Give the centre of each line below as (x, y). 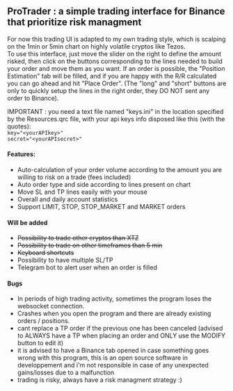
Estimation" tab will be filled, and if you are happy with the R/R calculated (112, 76)
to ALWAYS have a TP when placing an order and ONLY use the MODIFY (121, 335)
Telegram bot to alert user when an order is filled (87, 267)
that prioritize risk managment (74, 23)
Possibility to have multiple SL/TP (65, 260)
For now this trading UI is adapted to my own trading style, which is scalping (116, 39)
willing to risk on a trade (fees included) (74, 177)
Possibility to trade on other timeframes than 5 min (90, 245)
